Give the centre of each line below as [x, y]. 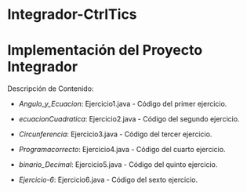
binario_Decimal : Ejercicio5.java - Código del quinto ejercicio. [118, 165]
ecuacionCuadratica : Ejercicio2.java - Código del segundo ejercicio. [129, 119]
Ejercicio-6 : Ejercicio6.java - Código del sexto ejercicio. [108, 180]
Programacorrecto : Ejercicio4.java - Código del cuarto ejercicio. [122, 150]
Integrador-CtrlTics [73, 14]
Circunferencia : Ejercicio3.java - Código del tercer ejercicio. [115, 134]
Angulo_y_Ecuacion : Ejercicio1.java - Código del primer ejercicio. [123, 104]
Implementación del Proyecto [105, 51]
